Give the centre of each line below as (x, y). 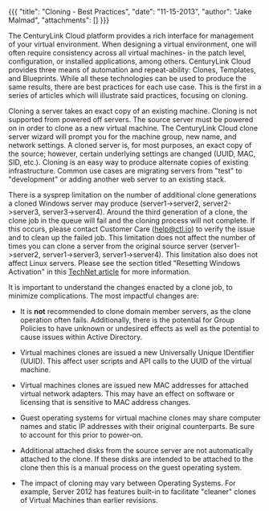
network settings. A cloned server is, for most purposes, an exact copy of (130, 145)
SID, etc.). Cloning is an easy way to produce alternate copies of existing (128, 162)
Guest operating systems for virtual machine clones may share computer (141, 418)
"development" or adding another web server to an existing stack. (117, 179)
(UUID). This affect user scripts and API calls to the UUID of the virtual (136, 361)
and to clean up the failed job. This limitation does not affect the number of (132, 237)
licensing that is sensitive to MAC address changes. (105, 402)
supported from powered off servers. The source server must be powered (131, 119)
